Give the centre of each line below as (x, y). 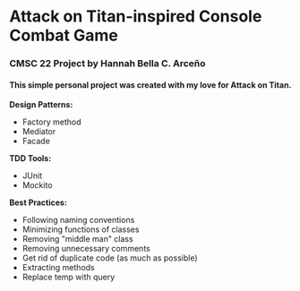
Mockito (37, 185)
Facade (36, 141)
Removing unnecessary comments (86, 249)
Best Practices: (38, 202)
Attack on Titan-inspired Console (136, 17)
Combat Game (64, 35)
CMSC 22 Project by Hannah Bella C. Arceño (107, 64)
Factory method (51, 122)
